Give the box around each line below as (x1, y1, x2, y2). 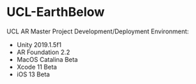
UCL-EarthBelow (6, 4, 105, 20)
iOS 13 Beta (16, 70, 50, 78)
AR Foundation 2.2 (16, 48, 70, 56)
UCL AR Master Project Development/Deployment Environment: (6, 27, 189, 35)
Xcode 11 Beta (16, 62, 57, 71)
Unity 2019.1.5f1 (16, 40, 62, 49)
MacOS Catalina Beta (16, 55, 78, 63)
